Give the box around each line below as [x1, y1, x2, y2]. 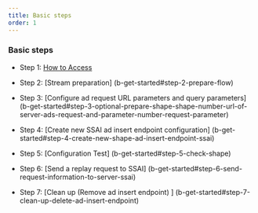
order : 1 [8, 19, 37, 27]
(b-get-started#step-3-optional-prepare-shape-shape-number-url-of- [19, 101, 248, 111]
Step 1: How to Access [19, 62, 93, 72]
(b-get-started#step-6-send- [147, 163, 243, 173]
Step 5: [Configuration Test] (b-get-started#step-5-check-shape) [19, 149, 231, 158]
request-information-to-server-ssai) [19, 172, 136, 182]
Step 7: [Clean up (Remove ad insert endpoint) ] [19, 187, 174, 196]
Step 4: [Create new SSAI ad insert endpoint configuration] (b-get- [19, 125, 236, 134]
